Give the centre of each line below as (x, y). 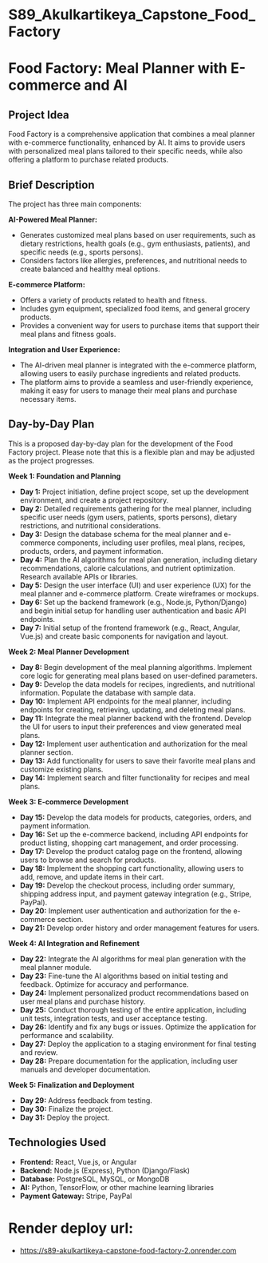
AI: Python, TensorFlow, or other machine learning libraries (116, 1187)
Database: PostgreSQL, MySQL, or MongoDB (95, 1179)
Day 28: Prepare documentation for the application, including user (128, 1061)
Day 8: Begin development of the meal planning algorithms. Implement (136, 667)
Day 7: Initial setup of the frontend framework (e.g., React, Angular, (130, 627)
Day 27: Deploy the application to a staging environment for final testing (138, 1044)
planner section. (46, 752)
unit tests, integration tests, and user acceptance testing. (113, 1018)
